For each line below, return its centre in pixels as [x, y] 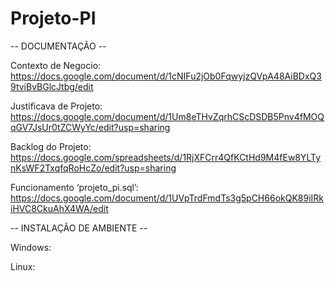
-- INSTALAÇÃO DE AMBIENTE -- [79, 228]
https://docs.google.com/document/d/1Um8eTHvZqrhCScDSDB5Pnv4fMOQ [167, 116]
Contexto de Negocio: [56, 65]
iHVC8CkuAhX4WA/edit [59, 208]
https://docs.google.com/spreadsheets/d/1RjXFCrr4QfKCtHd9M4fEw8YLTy [166, 157]
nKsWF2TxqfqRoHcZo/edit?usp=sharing [93, 168]
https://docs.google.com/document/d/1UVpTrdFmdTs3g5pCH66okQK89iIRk [167, 198]
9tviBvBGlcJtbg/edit [52, 86]
